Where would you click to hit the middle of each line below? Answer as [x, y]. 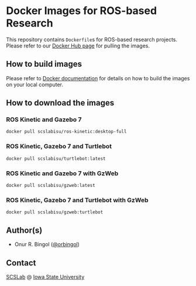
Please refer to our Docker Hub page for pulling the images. [78, 46]
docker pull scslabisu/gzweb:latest [51, 186]
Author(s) [24, 230]
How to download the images [60, 103]
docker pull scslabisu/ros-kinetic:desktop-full [66, 132]
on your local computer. [35, 84]
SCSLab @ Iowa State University [45, 277]
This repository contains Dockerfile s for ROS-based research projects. [92, 39]
